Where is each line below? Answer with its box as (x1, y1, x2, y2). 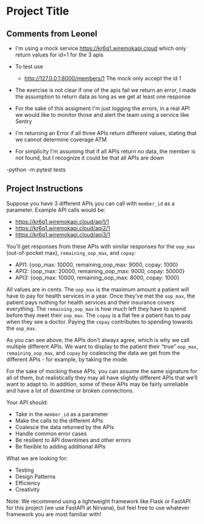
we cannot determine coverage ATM (15, 136, 107, 143)
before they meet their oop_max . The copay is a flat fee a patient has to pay (6, 312, 191, 319)
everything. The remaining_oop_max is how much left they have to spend (6, 305, 186, 312)
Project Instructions (6, 184, 83, 194)
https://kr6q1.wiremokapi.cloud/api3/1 (15, 231, 111, 238)
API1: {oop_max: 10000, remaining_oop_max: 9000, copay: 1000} (15, 260, 178, 268)
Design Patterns (15, 473, 56, 480)
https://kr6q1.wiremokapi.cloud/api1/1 (15, 218, 110, 225)
